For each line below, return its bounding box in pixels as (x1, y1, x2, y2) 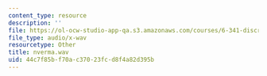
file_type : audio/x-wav (8, 33, 87, 42)
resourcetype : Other (8, 41, 77, 49)
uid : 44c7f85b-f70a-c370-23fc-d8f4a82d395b (8, 56, 155, 64)
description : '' (8, 19, 62, 27)
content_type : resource (8, 11, 87, 20)
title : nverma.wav (8, 48, 69, 56)
